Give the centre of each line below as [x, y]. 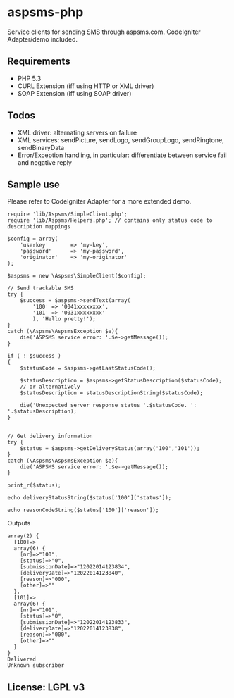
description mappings [39, 227]
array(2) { [23, 536]
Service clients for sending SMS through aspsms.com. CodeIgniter [104, 32]
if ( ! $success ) [34, 356]
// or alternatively [50, 387]
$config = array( [33, 239]
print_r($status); [34, 486]
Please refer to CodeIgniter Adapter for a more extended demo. [99, 201]
